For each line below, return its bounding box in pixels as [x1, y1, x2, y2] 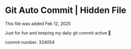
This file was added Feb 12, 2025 [5, 21, 71, 26]
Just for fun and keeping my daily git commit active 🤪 [5, 30, 111, 36]
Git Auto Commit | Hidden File [5, 5, 127, 16]
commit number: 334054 [5, 39, 55, 45]
